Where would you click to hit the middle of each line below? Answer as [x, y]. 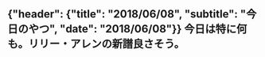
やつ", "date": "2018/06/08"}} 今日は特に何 [138, 29]
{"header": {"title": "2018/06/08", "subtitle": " [127, 14]
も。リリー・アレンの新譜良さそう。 [96, 44]
